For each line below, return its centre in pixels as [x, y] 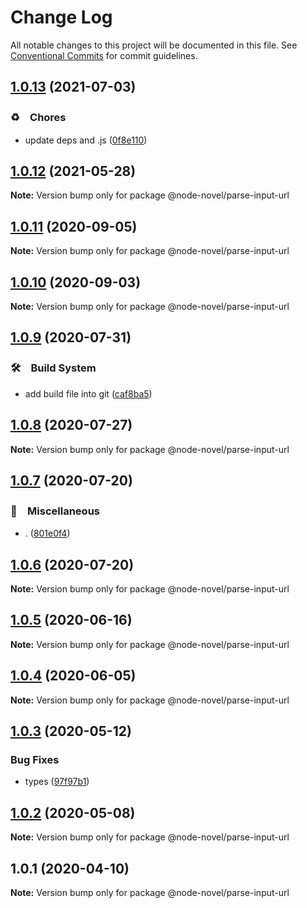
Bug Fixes [35, 759]
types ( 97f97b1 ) [57, 782]
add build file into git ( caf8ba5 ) [88, 393]
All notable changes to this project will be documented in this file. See [154, 45]
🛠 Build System [53, 368]
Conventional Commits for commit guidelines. [104, 55]
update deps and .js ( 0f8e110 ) [86, 140]
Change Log [61, 17]
